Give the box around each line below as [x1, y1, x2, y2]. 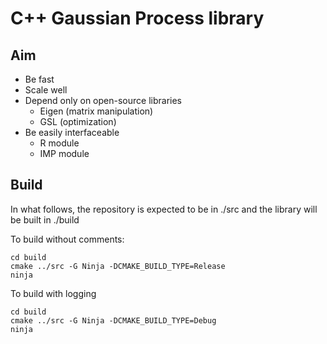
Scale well [24, 84, 68, 96]
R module [39, 137, 80, 149]
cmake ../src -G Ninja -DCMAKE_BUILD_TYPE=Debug [10, 315, 217, 326]
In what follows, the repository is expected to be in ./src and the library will [10, 203, 318, 215]
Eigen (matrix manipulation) [39, 105, 154, 117]
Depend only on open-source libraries [24, 95, 182, 106]
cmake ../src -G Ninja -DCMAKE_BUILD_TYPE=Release [10, 261, 226, 271]
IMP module [39, 148, 90, 159]
